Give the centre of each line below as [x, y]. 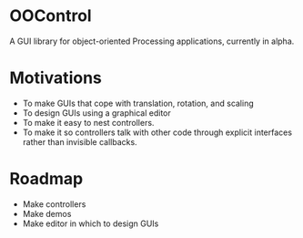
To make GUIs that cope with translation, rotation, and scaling [138, 103]
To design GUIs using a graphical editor [96, 113]
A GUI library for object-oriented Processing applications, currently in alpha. [152, 41]
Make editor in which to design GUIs [91, 223]
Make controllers [54, 204]
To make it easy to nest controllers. [88, 122]
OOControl [51, 16]
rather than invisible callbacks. [80, 141]
